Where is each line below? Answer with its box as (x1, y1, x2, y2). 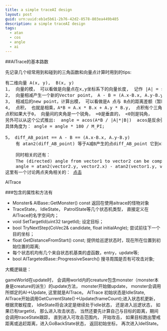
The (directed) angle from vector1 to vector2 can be (15, 158, 150, 164)
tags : (5, 26, 16, 31)
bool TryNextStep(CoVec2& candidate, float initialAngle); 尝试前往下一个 (12, 225, 161, 231)
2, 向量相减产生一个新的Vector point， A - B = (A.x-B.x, (5, 92, 143, 98)
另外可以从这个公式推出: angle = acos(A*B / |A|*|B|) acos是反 (5, 117, 157, 123)
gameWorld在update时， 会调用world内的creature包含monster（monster (5, 277, 155, 283)
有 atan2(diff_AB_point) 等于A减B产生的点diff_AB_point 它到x (15, 141, 162, 147)
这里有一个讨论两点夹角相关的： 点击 (5, 169, 82, 175)
